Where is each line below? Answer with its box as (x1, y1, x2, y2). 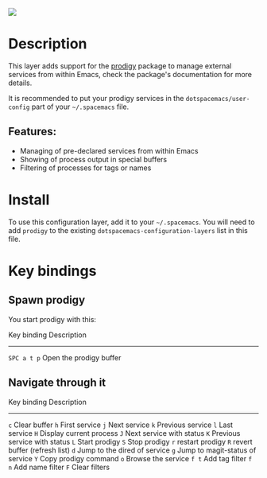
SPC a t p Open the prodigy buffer (8, 352, 122, 362)
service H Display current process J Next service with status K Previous (8, 428, 241, 437)
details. (8, 78, 33, 87)
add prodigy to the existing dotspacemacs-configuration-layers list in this (8, 225, 248, 235)
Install (8, 191, 50, 208)
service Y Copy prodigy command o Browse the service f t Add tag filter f (8, 453, 253, 463)
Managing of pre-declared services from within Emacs (19, 146, 199, 155)
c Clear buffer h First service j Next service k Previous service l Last (8, 420, 233, 429)
